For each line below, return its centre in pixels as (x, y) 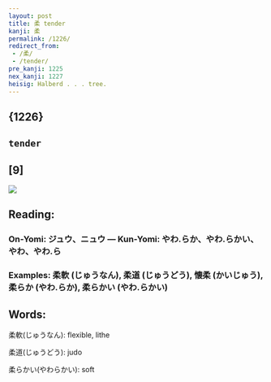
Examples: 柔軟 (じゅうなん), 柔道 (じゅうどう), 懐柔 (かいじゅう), (136, 276)
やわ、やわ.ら (35, 251)
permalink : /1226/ (39, 39)
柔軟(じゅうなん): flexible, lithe (59, 335)
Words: (27, 314)
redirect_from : (34, 46)
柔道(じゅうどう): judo (45, 352)
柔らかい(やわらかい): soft (52, 370)
